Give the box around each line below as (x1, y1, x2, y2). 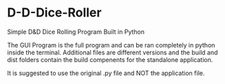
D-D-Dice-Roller (7, 5, 102, 21)
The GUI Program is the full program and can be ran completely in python (7, 41, 215, 49)
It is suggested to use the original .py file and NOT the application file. (7, 69, 205, 77)
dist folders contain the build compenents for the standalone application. (7, 55, 213, 63)
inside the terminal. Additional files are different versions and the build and (7, 48, 218, 56)
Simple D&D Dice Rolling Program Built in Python (7, 28, 144, 36)
